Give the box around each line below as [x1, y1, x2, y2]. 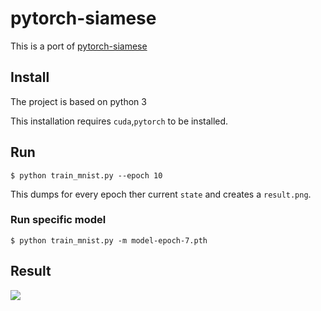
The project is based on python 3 [10, 95, 147, 107]
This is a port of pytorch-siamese [10, 40, 148, 52]
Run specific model [10, 213, 107, 227]
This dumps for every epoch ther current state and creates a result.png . [10, 188, 312, 200]
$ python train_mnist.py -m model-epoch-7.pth [10, 235, 208, 246]
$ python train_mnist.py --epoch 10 [10, 170, 163, 181]
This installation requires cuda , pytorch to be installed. [10, 115, 229, 127]
